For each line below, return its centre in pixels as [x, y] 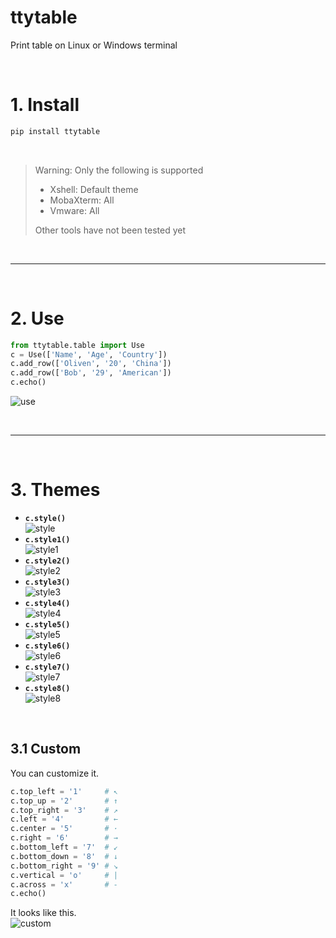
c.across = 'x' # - [64, 884]
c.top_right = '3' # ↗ [64, 810]
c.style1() [47, 540]
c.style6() [47, 646]
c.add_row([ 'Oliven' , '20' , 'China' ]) [91, 364]
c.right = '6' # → [64, 838]
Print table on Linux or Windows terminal [94, 45]
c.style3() [47, 582]
